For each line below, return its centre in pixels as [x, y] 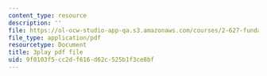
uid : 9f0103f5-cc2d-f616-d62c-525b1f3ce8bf [81, 60]
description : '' [35, 23]
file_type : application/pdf [55, 38]
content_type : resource [48, 15]
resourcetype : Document [48, 45]
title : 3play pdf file [46, 52]
